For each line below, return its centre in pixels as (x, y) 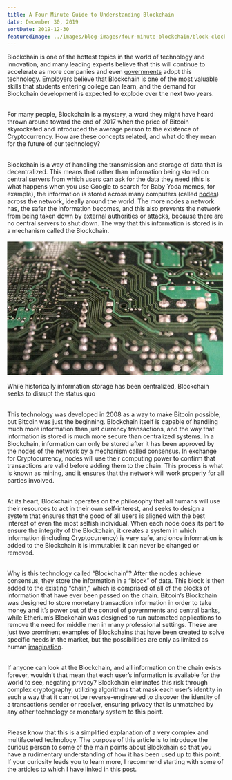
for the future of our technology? (54, 144)
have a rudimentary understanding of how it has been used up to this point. (114, 754)
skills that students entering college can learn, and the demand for (101, 86)
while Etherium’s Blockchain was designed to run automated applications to (115, 617)
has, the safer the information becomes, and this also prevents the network (114, 209)
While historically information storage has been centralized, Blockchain (108, 387)
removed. (21, 552)
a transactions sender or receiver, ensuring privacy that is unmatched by (110, 705)
